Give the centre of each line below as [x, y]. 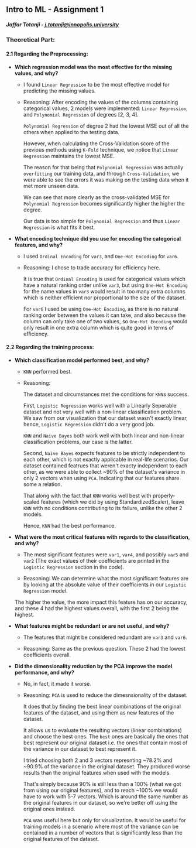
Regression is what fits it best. [59, 227]
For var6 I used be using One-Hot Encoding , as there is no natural [101, 309]
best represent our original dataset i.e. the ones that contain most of [105, 743]
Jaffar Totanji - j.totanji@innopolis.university [63, 24]
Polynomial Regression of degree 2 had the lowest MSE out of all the [106, 126]
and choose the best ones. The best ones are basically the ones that [106, 736]
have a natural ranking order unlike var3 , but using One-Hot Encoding [106, 285]
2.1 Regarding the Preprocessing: [47, 54]
